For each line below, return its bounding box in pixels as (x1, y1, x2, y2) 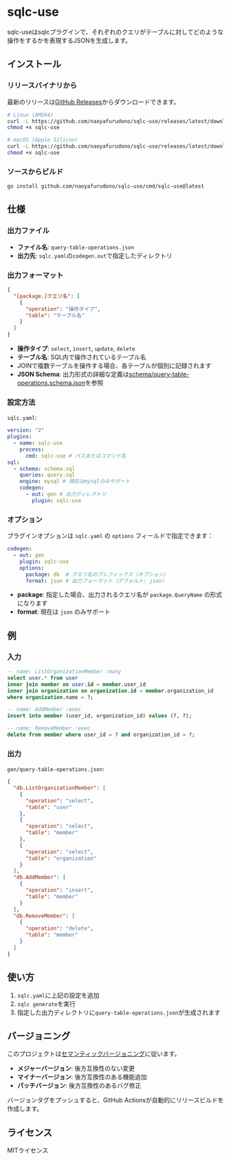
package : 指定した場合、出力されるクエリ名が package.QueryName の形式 (16, 590, 223, 599)
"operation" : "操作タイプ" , (25, 305, 101, 313)
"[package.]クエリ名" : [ (13, 293, 80, 300)
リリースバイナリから (7, 80, 78, 90)
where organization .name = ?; (7, 693, 94, 701)
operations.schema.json (16, 379, 86, 387)
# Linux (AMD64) (7, 111, 54, 118)
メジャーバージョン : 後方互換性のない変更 (16, 1064, 135, 1073)
